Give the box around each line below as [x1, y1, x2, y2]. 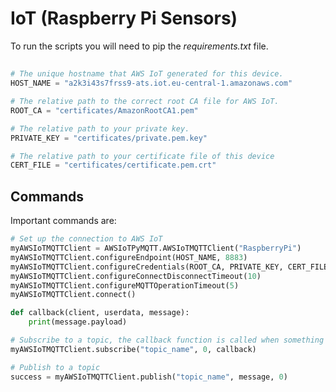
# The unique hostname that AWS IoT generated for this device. [10, 69, 284, 79]
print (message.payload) [28, 317, 128, 327]
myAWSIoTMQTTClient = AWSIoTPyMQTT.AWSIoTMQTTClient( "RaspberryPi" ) [10, 243, 302, 254]
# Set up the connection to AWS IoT [10, 234, 163, 244]
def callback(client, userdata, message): [10, 308, 190, 318]
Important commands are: [10, 215, 117, 227]
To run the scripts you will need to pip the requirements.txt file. [10, 40, 269, 52]
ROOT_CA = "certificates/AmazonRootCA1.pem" [10, 105, 199, 116]
